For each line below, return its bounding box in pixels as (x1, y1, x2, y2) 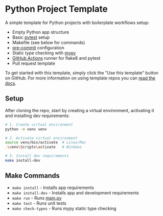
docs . (5, 80, 17, 86)
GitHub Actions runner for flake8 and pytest (12, 55, 101, 61)
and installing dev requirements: (5, 113, 70, 119)
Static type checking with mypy (12, 50, 76, 56)
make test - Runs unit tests (12, 200, 67, 206)
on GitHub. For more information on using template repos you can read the (5, 75, 156, 81)
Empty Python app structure (12, 29, 70, 35)
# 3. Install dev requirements (5, 153, 69, 159)
